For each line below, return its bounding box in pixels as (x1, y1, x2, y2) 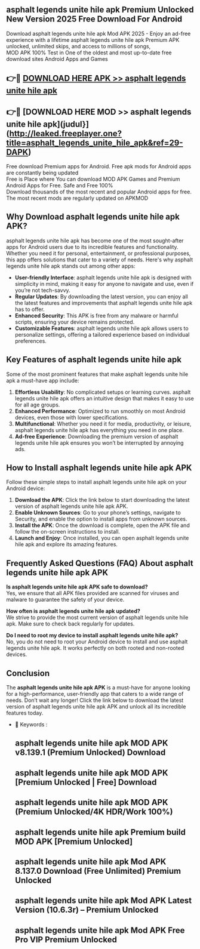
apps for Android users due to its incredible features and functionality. (6, 243, 179, 250)
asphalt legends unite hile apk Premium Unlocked (6, 5, 194, 15)
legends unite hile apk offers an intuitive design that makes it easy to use (14, 395, 194, 402)
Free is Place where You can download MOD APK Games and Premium (6, 175, 180, 183)
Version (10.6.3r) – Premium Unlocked (14, 905, 159, 915)
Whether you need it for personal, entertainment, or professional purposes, (6, 249, 191, 257)
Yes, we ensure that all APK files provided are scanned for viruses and (6, 590, 179, 597)
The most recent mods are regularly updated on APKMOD (6, 195, 149, 202)
